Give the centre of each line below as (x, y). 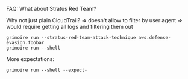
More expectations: (30, 59)
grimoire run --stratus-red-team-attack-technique (71, 38)
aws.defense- (155, 38)
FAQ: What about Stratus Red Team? (51, 9)
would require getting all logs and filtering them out (70, 27)
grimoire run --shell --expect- (47, 70)
